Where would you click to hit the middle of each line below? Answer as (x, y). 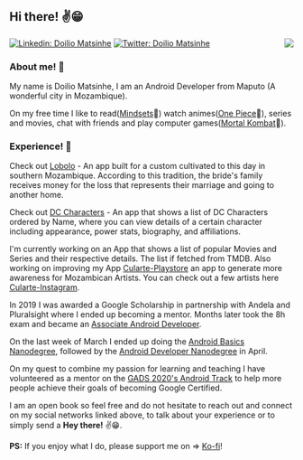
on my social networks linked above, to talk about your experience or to (142, 415)
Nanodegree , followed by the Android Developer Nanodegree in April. (138, 352)
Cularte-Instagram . (45, 287)
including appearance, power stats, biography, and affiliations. (125, 231)
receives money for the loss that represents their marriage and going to (142, 185)
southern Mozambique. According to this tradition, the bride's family (136, 175)
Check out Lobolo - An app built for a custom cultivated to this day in (138, 166)
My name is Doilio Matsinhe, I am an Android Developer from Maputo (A (143, 87)
